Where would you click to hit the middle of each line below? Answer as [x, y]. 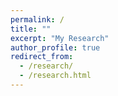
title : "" [31, 29]
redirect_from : [42, 57]
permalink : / [37, 19]
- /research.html [55, 76]
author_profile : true [55, 47]
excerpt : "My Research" [60, 38]
